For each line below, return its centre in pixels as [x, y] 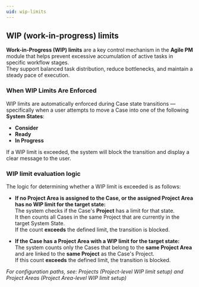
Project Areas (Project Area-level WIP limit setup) [66, 278]
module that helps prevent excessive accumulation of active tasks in [90, 56]
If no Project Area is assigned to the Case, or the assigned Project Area [104, 198]
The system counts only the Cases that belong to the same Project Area [103, 248]
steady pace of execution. [38, 75]
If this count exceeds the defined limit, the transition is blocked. [93, 260]
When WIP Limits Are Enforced [51, 91]
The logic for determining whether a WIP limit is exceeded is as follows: [94, 187]
